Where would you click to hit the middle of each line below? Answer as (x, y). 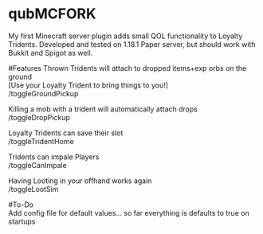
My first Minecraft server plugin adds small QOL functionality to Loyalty (126, 36)
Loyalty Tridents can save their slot (66, 133)
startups (22, 221)
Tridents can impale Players (54, 157)
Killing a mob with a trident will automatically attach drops (103, 109)
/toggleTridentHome (41, 141)
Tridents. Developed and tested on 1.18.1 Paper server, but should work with (132, 44)
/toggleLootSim (33, 189)
